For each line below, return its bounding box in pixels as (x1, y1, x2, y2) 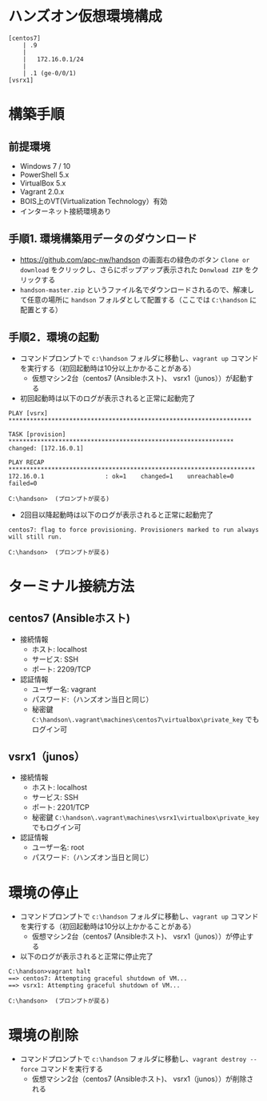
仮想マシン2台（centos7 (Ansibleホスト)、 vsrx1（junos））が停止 (31, 931, 247, 941)
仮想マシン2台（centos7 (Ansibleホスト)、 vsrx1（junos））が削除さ (31, 1074, 254, 1084)
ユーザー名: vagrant (31, 684, 97, 694)
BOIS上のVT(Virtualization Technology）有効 (19, 196, 168, 206)
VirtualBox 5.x (19, 178, 66, 188)
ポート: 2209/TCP (31, 664, 91, 674)
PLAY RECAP (8, 458, 45, 466)
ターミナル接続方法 (8, 577, 135, 595)
